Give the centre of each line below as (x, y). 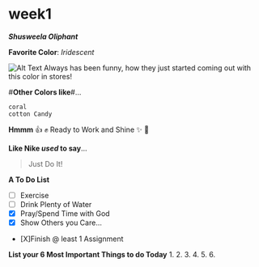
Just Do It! (45, 163)
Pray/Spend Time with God (65, 214)
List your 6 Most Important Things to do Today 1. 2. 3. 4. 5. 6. (112, 255)
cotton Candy (30, 114)
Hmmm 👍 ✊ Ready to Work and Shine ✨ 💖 (79, 129)
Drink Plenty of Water (56, 204)
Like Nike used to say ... (48, 148)
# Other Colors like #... (45, 92)
